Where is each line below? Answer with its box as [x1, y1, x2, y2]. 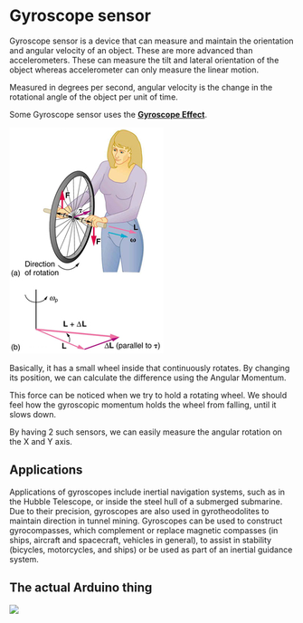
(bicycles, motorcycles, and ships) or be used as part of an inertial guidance [9, 544, 293, 555]
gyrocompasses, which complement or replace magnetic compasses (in [9, 524, 279, 535]
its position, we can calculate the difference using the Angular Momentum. [9, 372, 287, 383]
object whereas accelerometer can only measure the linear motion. [9, 64, 260, 75]
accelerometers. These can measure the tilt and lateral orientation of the [9, 54, 279, 65]
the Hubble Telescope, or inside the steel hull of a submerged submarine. [9, 495, 283, 507]
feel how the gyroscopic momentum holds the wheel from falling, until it [9, 399, 277, 410]
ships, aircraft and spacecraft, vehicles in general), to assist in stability [9, 534, 272, 545]
